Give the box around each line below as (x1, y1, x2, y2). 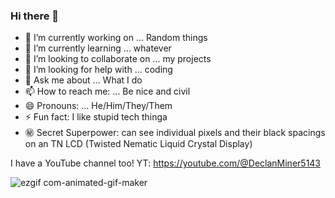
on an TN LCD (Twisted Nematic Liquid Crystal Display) (24, 138, 253, 150)
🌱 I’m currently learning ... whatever (24, 42, 172, 54)
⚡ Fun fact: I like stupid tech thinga (24, 111, 168, 123)
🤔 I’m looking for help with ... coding (24, 64, 173, 76)
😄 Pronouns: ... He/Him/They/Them (24, 100, 173, 112)
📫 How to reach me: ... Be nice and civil (24, 85, 191, 98)
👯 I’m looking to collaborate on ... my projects (24, 53, 212, 65)
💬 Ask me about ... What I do (24, 74, 143, 86)
